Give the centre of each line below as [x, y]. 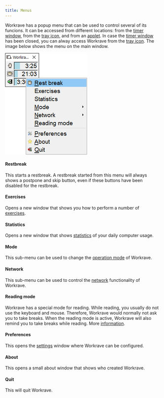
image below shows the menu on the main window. [57, 46]
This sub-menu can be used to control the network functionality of [73, 280]
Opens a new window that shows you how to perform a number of [72, 208]
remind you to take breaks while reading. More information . [65, 323]
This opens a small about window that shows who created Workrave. [75, 368]
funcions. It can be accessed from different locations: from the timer [74, 30]
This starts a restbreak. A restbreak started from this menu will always [76, 175]
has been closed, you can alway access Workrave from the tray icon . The [80, 41]
